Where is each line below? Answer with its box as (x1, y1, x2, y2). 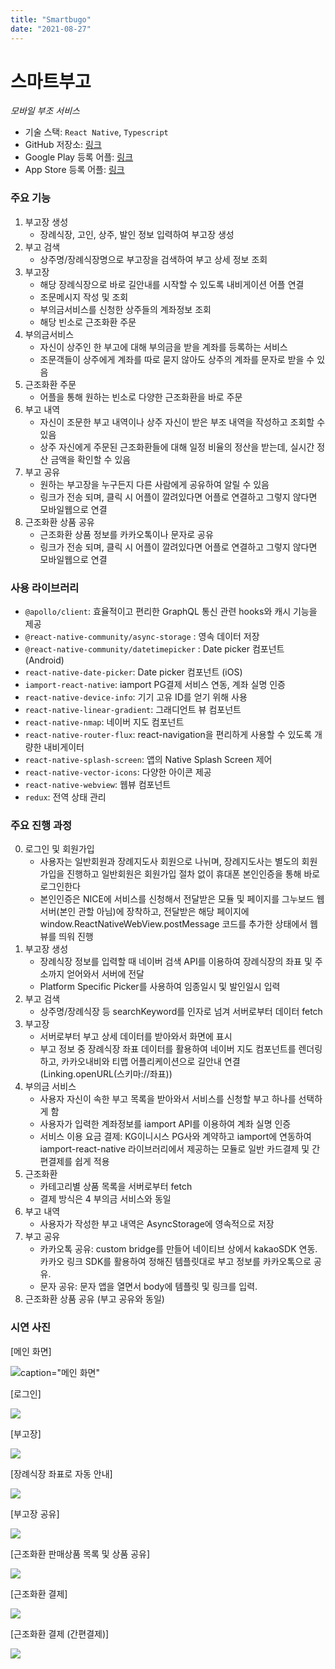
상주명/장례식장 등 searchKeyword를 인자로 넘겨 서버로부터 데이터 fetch (39, 1006, 323, 1018)
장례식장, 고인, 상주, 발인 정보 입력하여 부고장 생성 (39, 228, 235, 240)
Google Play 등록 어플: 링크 (24, 151, 134, 163)
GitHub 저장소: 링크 (24, 139, 102, 151)
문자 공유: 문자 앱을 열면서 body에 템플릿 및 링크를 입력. (39, 1281, 258, 1293)
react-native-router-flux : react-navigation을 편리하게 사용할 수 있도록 (24, 729, 313, 741)
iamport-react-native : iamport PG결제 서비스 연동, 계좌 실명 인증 (24, 679, 286, 691)
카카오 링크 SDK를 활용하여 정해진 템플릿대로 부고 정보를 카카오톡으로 (39, 1256, 312, 1268)
